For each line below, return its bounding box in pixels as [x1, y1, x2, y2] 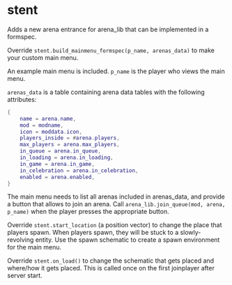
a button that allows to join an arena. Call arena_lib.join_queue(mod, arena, [7, 200, 226, 208]
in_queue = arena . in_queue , [20, 148, 101, 155]
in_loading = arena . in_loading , [20, 154, 114, 162]
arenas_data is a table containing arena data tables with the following [7, 88, 206, 96]
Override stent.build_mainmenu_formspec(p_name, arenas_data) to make [7, 46, 215, 54]
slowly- [180, 229, 201, 237]
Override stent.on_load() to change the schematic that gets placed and [7, 256, 215, 265]
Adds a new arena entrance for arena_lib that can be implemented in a [7, 25, 209, 33]
